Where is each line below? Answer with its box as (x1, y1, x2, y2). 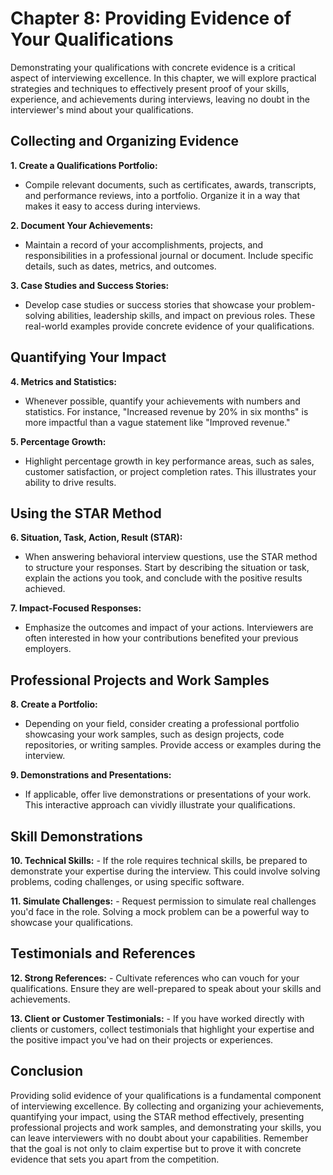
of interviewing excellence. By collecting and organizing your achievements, (10, 1100, 325, 1112)
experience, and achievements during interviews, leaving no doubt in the (10, 93, 311, 105)
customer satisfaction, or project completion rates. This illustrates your (24, 465, 317, 477)
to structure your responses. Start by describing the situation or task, (24, 562, 310, 574)
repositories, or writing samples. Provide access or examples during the (24, 739, 322, 751)
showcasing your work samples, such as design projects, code (24, 728, 285, 741)
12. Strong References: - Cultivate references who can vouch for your (10, 972, 300, 984)
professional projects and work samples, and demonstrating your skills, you (10, 1121, 322, 1133)
